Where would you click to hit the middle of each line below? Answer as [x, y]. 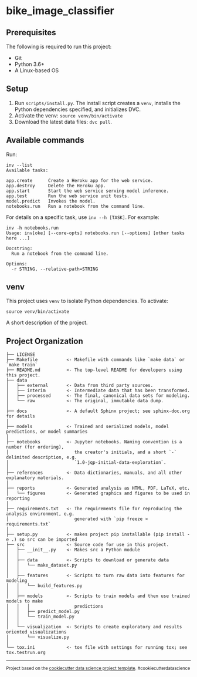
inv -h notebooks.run [33, 228]
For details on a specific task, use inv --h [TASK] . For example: [83, 217]
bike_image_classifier [60, 11]
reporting [18, 499]
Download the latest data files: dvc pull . [63, 122]
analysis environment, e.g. [40, 514]
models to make [25, 601]
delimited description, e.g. [42, 457]
